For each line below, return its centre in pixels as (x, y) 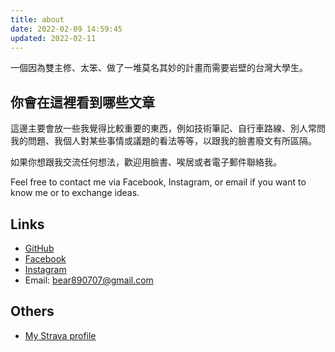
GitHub (39, 248)
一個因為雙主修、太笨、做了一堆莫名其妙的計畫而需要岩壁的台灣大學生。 (159, 68)
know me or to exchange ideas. (75, 193)
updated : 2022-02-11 (53, 38)
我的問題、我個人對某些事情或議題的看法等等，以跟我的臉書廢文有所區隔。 (163, 141)
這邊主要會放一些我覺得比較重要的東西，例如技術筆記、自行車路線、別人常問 (168, 128)
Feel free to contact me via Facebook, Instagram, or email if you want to (158, 182)
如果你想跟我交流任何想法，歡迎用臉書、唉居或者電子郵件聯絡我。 (146, 162)
